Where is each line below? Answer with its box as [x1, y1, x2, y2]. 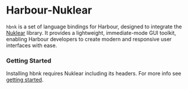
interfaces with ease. [6, 42, 57, 49]
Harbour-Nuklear [6, 4, 92, 17]
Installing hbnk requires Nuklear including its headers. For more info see [6, 70, 181, 77]
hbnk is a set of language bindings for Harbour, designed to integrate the [6, 23, 182, 30]
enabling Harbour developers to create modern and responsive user [6, 35, 172, 42]
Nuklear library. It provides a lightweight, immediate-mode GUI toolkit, [6, 29, 176, 36]
